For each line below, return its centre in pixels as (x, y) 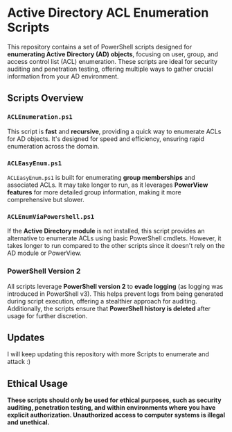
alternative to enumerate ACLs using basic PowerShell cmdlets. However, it (114, 238)
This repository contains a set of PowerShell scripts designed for (100, 47)
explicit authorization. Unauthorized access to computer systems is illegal (116, 415)
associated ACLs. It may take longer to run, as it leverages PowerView (108, 185)
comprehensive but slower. (46, 199)
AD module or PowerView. (44, 253)
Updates (26, 337)
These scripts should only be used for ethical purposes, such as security (114, 400)
